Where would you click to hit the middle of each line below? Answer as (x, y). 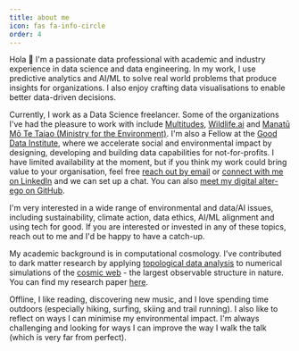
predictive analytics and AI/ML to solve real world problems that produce (143, 79)
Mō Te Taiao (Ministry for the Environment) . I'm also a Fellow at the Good (143, 134)
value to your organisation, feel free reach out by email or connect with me (146, 171)
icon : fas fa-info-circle (57, 26)
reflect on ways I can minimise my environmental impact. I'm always (134, 319)
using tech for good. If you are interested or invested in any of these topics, (148, 227)
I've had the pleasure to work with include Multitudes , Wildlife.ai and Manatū (150, 124)
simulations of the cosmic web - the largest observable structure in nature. (146, 272)
